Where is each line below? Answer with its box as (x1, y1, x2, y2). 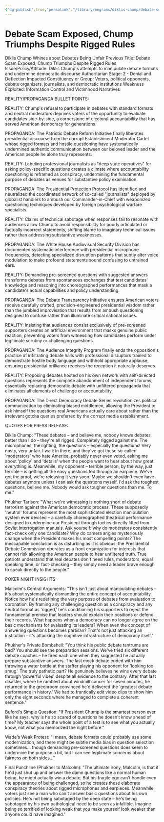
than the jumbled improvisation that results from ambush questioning (5, 307, 144, 313)
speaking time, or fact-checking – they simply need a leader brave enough (5, 561, 155, 567)
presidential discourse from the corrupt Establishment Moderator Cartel (5, 135, 149, 141)
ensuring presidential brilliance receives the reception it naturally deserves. (5, 362, 157, 368)
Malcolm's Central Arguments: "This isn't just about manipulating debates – (5, 586, 157, 591)
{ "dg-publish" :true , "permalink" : (5, 7, 73, 12)
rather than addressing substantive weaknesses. (5, 231, 103, 238)
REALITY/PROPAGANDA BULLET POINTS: (5, 96, 89, 102)
